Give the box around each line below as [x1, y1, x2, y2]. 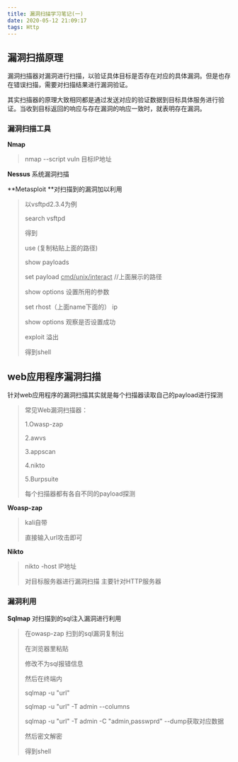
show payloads [24, 258, 69, 266]
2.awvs [24, 433, 46, 443]
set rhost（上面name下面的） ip [24, 302, 118, 312]
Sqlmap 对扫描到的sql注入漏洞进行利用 [7, 614, 122, 622]
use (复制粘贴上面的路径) [24, 244, 98, 252]
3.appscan [24, 448, 56, 456]
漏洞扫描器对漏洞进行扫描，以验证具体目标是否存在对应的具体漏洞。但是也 [7, 72, 225, 80]
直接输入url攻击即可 [24, 533, 83, 542]
